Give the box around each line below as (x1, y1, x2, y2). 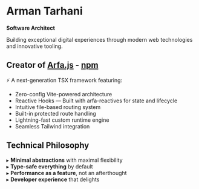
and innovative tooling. (6, 42, 63, 50)
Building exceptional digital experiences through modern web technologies (6, 36, 193, 43)
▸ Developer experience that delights (6, 176, 100, 183)
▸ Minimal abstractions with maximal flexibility (6, 156, 123, 164)
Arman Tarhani (6, 4, 83, 18)
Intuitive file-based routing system (15, 103, 101, 110)
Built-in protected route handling (15, 110, 97, 117)
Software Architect (6, 24, 56, 31)
